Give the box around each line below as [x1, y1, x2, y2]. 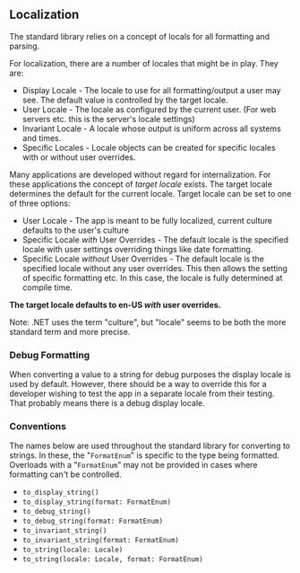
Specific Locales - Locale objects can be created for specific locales [21, 142, 276, 153]
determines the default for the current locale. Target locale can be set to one [9, 188, 292, 198]
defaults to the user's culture [21, 225, 130, 235]
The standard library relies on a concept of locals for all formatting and [9, 31, 270, 41]
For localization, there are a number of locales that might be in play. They [9, 57, 279, 68]
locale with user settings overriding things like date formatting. [21, 243, 253, 254]
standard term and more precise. [9, 326, 131, 337]
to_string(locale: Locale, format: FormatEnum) [21, 555, 203, 564]
